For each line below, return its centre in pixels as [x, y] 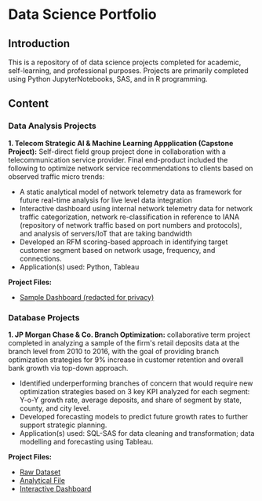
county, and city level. [55, 408]
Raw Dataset [40, 472]
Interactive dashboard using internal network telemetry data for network [136, 208]
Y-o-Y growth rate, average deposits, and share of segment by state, [130, 400]
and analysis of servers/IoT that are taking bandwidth [106, 233]
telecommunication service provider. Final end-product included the [118, 159]
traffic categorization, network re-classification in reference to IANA [129, 217]
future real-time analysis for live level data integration [106, 200]
